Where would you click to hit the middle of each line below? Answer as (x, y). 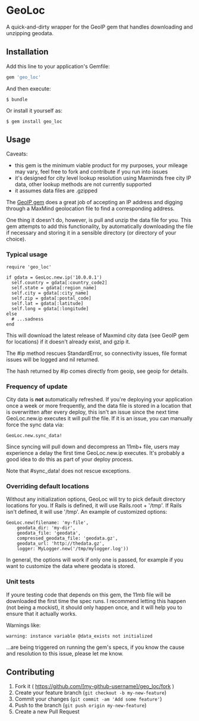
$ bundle (17, 99)
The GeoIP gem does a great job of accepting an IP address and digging (94, 202)
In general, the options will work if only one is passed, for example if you (95, 560)
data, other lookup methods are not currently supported (83, 185)
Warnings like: (23, 625)
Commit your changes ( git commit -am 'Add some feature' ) (88, 699)
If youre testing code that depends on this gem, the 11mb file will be (89, 594)
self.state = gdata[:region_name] (54, 288)
